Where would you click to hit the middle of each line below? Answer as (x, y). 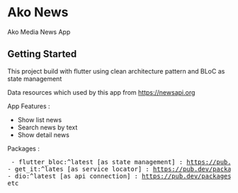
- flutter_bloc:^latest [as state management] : (97, 162)
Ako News (38, 12)
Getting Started (42, 54)
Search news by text (47, 127)
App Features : (29, 106)
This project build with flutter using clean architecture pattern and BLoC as (116, 71)
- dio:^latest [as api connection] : (73, 176)
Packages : (24, 148)
